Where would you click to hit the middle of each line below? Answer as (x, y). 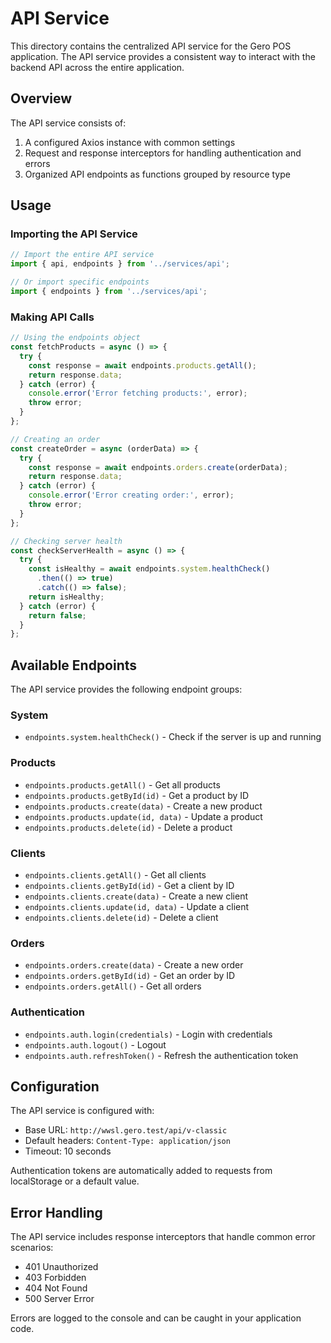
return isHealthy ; (66, 597)
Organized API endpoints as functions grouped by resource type (157, 174)
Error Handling (56, 1212)
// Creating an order (55, 439)
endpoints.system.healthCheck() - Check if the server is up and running (173, 737)
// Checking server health (66, 541)
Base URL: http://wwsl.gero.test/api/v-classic (126, 1130)
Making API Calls (52, 317)
